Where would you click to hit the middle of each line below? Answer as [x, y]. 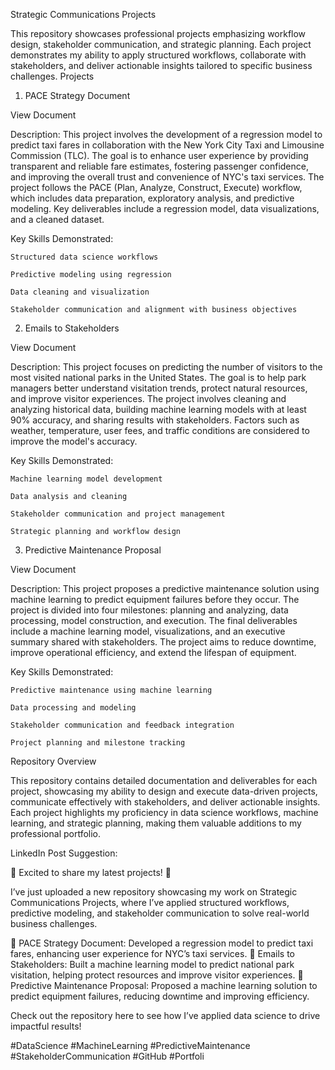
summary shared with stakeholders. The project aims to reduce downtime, [163, 642]
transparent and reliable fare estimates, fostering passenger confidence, [159, 166]
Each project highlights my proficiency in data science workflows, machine [164, 812]
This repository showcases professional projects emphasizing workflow [158, 33]
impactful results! [46, 1026]
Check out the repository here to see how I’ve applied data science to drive [165, 1015]
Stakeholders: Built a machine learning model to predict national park [152, 964]
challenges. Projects [52, 76]
